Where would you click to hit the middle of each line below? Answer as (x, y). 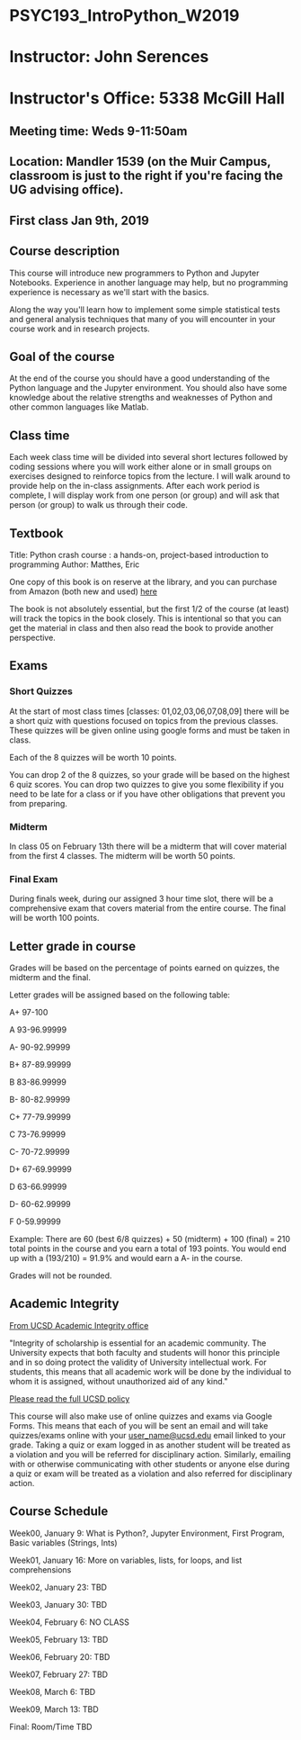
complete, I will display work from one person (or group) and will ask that (145, 495)
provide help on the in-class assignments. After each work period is (135, 486)
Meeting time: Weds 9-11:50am (98, 131)
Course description (65, 252)
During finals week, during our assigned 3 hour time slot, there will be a (142, 899)
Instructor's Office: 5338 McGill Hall (147, 98)
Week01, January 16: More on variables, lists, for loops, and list (126, 1560)
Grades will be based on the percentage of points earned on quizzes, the (145, 968)
